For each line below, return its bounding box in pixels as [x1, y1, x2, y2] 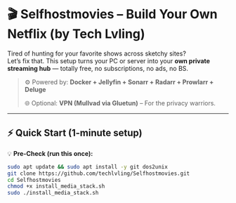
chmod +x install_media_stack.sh [7, 183, 105, 190]
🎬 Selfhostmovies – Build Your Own [7, 6, 218, 22]
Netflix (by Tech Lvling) [7, 26, 145, 42]
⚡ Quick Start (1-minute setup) [7, 127, 143, 139]
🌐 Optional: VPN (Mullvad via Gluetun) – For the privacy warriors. [24, 98, 216, 107]
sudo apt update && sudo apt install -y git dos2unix [7, 163, 169, 170]
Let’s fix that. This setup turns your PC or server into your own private [7, 56, 211, 65]
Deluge [24, 85, 46, 93]
